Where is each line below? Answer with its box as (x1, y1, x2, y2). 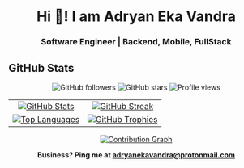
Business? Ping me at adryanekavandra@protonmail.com (36, 149, 236, 160)
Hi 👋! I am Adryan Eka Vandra (36, 7, 237, 26)
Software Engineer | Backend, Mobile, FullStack (41, 36, 232, 48)
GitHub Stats (8, 61, 75, 75)
